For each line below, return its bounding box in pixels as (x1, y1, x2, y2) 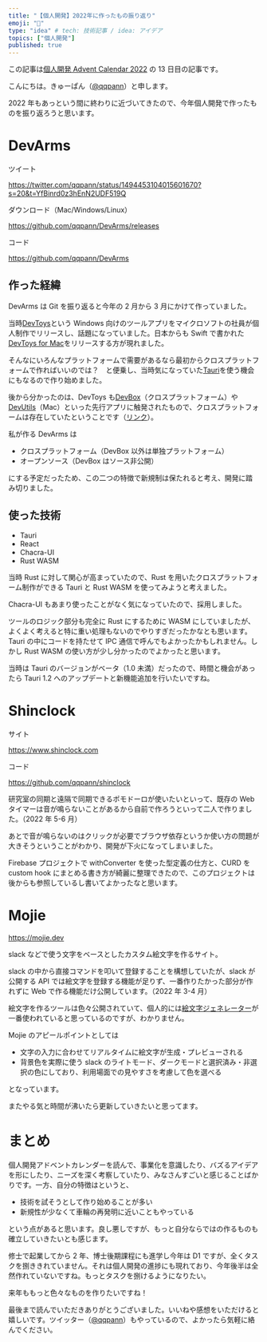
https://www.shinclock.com (8, 744, 99, 755)
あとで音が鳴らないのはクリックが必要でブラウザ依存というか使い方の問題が (8, 831, 260, 840)
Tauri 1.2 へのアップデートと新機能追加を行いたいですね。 (23, 673, 214, 683)
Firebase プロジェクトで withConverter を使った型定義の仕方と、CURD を (8, 858, 251, 868)
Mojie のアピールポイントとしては (8, 1030, 120, 1039)
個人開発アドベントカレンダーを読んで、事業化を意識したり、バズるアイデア (8, 1160, 259, 1169)
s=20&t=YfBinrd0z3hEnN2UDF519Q (8, 189, 127, 198)
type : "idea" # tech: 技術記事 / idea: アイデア (8, 26, 163, 34)
